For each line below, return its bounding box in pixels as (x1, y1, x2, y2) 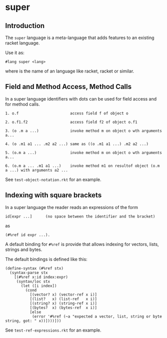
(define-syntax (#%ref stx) (5, 265, 64, 271)
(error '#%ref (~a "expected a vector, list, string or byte (31, 314, 162, 319)
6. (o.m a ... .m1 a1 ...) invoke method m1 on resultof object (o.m (5, 163, 160, 168)
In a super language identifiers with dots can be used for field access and (5, 95, 157, 101)
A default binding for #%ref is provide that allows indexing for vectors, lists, (5, 241, 159, 247)
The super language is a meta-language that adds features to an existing (5, 34, 154, 40)
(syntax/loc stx (16, 279, 50, 284)
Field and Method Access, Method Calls (5, 82, 132, 91)
